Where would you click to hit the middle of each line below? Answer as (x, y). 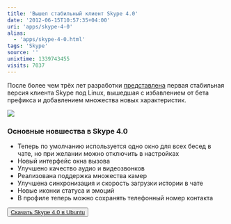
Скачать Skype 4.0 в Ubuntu (48, 212)
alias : (17, 33)
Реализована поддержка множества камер (82, 175)
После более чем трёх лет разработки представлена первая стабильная (116, 85)
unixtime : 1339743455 (39, 59)
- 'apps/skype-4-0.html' (49, 40)
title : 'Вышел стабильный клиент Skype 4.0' (73, 14)
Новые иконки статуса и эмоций (66, 190)
